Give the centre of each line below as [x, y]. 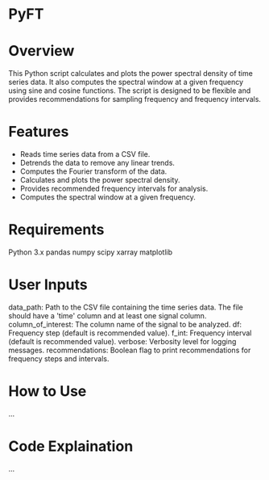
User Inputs [48, 285]
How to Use [48, 392]
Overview [41, 51]
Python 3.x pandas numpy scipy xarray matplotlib [91, 252]
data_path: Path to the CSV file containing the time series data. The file [126, 307]
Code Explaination [71, 446]
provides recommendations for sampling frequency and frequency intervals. [135, 99]
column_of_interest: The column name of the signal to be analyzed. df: [125, 324]
